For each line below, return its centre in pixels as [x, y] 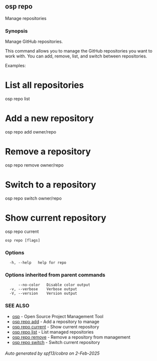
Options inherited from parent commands [55, 275]
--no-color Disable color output [54, 285]
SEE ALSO [17, 306]
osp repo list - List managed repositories [53, 332]
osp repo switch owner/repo [33, 198]
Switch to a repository [51, 185]
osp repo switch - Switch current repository [56, 342]
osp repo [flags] [23, 240]
